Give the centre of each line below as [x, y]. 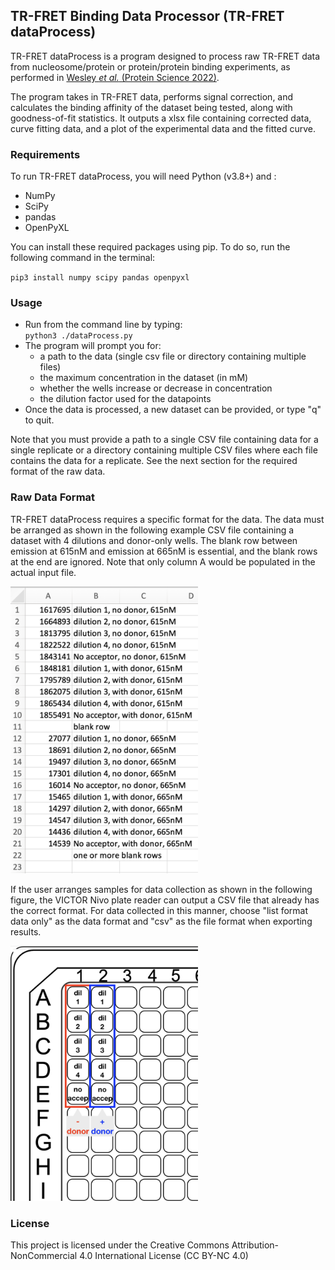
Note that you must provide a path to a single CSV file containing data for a [164, 440]
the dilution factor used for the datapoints [125, 399]
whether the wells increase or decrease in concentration [156, 388]
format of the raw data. [58, 471]
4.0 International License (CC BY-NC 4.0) [164, 1255]
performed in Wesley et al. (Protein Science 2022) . [115, 77]
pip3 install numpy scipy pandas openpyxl [100, 278]
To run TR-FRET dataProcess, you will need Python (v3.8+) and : [143, 176]
